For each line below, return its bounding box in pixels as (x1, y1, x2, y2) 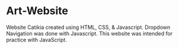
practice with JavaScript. (6, 36, 67, 43)
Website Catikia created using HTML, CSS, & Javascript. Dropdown (6, 24, 171, 31)
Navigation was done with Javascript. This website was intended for (6, 30, 173, 37)
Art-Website (6, 4, 69, 18)
